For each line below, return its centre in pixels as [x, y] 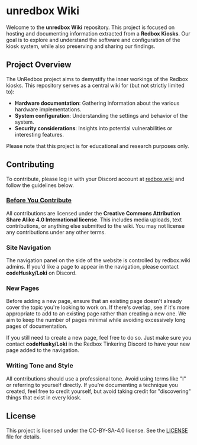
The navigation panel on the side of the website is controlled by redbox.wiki [98, 260]
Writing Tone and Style [40, 366]
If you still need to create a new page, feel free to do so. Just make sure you [99, 338]
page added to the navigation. [43, 350]
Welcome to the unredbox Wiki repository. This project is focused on [91, 27]
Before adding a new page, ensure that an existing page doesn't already [94, 301]
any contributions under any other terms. [56, 232]
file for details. [24, 437]
